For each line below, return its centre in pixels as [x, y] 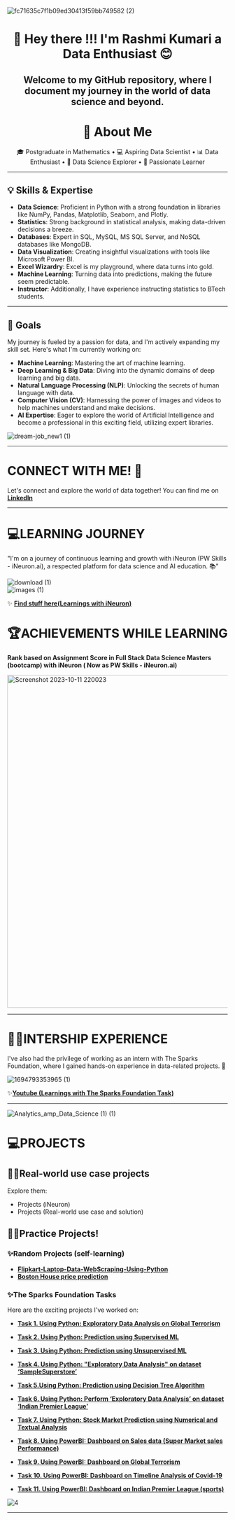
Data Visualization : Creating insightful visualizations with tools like [114, 252]
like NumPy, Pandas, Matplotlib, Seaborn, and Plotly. [93, 214]
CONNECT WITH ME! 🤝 [75, 471]
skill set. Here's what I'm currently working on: [74, 350]
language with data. [46, 393]
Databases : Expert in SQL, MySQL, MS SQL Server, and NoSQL [109, 237]
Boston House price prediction [63, 1276]
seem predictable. [43, 282]
